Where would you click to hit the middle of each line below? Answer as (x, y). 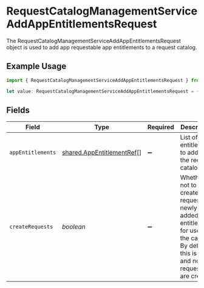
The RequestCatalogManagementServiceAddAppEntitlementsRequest (93, 41)
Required (161, 127)
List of (189, 138)
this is (189, 253)
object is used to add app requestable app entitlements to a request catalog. (102, 47)
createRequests (31, 227)
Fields (18, 110)
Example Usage (36, 66)
